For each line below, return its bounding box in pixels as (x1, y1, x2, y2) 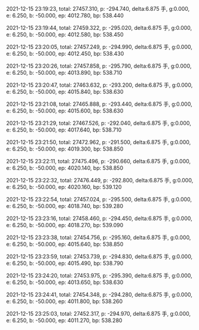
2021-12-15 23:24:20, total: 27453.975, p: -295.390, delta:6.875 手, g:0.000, (6, 272, 192, 279)
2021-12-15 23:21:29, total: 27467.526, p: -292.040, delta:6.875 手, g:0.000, (6, 120, 191, 127)
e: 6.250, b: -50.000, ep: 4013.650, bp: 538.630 (6, 279, 124, 286)
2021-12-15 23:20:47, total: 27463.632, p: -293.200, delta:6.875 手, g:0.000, (6, 81, 193, 88)
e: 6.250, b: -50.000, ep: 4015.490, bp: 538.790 (6, 259, 124, 267)
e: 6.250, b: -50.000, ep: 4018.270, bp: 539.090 (6, 222, 124, 228)
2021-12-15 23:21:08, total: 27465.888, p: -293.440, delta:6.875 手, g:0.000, (6, 100, 192, 108)
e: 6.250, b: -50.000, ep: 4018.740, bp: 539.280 (6, 203, 124, 209)
